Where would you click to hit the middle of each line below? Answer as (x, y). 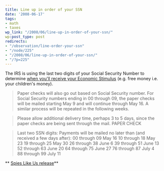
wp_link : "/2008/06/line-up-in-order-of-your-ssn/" (59, 32)
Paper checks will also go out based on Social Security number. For (85, 93)
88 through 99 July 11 (39, 154)
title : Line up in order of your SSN (44, 10)
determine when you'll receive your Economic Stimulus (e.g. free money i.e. (82, 79)
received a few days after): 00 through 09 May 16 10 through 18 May (86, 138)
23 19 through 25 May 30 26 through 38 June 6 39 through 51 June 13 (88, 143)
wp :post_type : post (25, 37)
